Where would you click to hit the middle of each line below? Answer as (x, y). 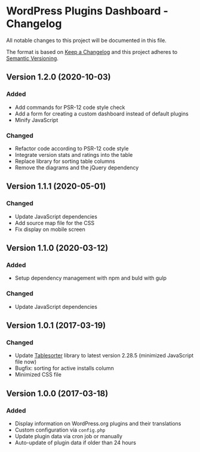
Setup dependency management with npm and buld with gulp (91, 278)
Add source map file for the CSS (54, 223)
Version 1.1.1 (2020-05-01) (56, 186)
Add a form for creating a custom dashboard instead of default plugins (102, 113)
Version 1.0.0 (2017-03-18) (57, 393)
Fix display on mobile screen (50, 229)
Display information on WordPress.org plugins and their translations (98, 423)
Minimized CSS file (38, 375)
